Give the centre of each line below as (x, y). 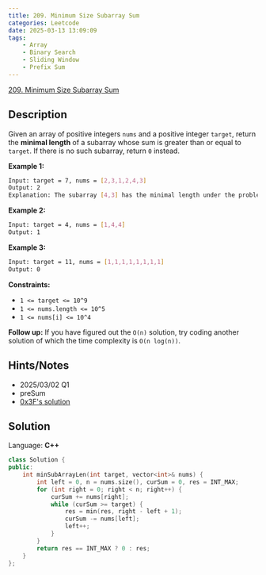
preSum (32, 393)
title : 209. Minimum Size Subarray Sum (74, 15)
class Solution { (37, 460)
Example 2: (27, 210)
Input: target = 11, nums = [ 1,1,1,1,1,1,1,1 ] (86, 262)
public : (21, 468)
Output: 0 (25, 269)
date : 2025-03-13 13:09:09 (53, 30)
